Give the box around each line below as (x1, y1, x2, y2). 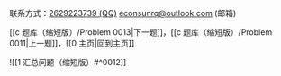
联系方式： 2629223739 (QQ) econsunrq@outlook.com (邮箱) (9, 8, 237, 18)
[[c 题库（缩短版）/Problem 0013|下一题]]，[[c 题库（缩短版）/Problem (9, 27, 273, 38)
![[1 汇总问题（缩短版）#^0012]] (9, 57, 127, 67)
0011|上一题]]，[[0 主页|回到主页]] (9, 38, 135, 48)
